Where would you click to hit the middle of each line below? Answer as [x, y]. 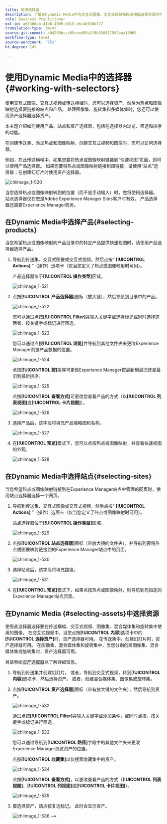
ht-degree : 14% [21, 47]
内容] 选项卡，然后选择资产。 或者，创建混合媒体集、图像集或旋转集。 [83, 679]
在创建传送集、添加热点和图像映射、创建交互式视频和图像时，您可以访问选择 [83, 143]
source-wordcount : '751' [31, 42]
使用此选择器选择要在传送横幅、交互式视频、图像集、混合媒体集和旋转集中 [81, 626]
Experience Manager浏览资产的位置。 [51, 748]
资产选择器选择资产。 [31, 115]
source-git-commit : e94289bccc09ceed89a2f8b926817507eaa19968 [71, 33]
